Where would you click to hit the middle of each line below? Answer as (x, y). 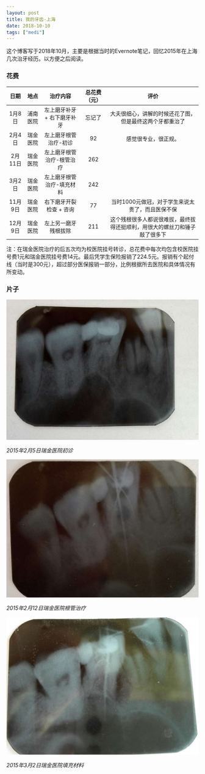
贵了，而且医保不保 (153, 209)
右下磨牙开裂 (60, 202)
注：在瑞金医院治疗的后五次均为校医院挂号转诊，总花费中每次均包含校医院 (100, 249)
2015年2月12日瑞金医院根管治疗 (46, 608)
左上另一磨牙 (60, 223)
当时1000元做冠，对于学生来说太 (153, 202)
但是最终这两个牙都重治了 (153, 121)
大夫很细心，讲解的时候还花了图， (153, 114)
